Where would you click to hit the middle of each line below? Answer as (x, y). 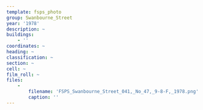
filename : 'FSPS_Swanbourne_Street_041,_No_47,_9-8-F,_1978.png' (114, 92)
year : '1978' (23, 23)
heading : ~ (20, 52)
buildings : (20, 35)
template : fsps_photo (34, 12)
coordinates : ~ (26, 46)
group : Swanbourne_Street (39, 18)
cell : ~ (16, 69)
